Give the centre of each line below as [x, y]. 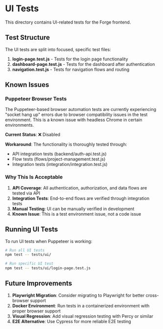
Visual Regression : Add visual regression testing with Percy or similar [82, 316]
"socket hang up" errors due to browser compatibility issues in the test [76, 115]
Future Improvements [39, 284]
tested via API [26, 193]
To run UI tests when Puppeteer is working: [49, 241]
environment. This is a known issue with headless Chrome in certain [74, 120]
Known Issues [27, 85]
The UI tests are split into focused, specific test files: [58, 49]
